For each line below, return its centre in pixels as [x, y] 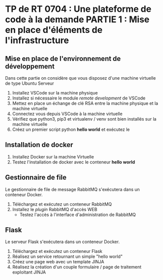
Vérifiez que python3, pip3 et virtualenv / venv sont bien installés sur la [84, 119]
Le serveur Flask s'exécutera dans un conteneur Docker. [62, 242]
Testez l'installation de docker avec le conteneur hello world [74, 162]
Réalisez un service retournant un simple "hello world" [67, 256]
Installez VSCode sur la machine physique [55, 93]
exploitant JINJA [29, 272]
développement [30, 66]
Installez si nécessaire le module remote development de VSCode [79, 98]
